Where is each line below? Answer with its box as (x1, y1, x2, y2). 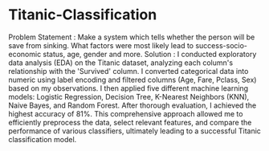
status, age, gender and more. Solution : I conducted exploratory (43, 49, 257, 59)
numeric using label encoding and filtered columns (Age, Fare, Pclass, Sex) (8, 75, 257, 84)
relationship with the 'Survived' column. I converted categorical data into (8, 66, 249, 75)
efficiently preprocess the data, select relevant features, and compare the (8, 117, 252, 127)
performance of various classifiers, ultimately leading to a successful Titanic (8, 126, 261, 136)
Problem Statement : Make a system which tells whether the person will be (8, 32, 255, 42)
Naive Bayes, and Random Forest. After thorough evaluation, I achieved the (8, 100, 257, 110)
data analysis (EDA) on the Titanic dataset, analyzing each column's (8, 58, 234, 67)
